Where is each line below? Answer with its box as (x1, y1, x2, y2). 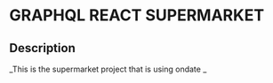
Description (9, 41, 76, 56)
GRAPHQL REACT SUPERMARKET (9, 5, 265, 26)
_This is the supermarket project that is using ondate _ (9, 64, 207, 74)
